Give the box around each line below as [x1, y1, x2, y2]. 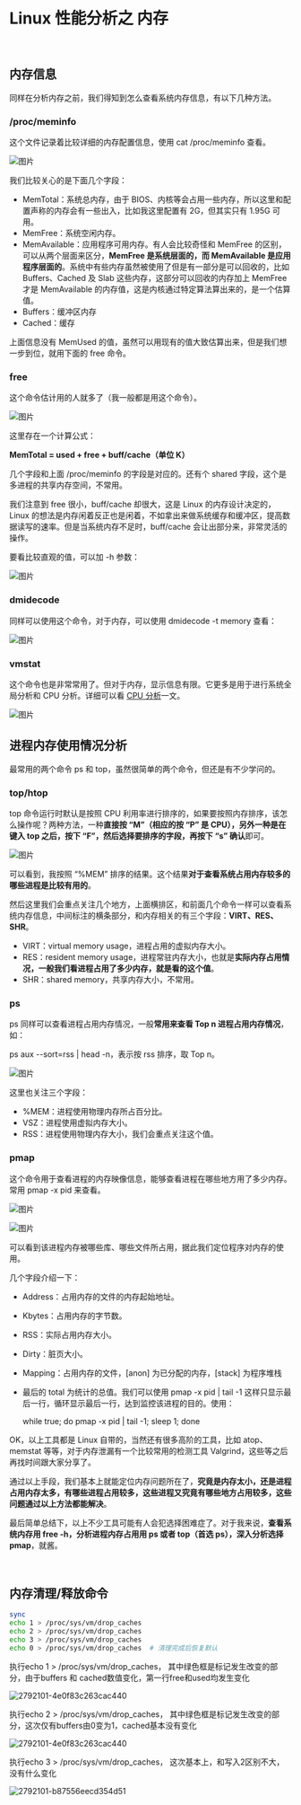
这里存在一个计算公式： [9, 430, 96, 441]
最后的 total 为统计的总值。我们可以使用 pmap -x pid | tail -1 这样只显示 [21, 1387, 284, 1397]
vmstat [9, 657, 41, 670]
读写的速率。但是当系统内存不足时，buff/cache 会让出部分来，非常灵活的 [16, 522, 288, 533]
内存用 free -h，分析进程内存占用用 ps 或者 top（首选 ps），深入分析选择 [16, 1528, 284, 1539]
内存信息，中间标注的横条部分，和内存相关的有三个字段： [16, 911, 229, 921]
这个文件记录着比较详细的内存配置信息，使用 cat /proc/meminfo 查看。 [9, 136, 271, 148]
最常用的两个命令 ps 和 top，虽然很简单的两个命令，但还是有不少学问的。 [9, 763, 280, 774]
